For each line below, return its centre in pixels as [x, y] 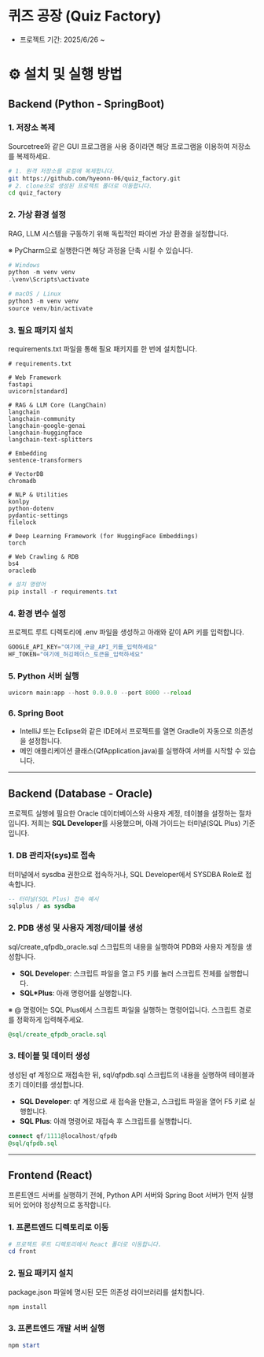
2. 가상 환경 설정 [37, 215]
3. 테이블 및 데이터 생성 [49, 1056]
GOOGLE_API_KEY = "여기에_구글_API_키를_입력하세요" [83, 647]
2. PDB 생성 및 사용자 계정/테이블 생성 [75, 928]
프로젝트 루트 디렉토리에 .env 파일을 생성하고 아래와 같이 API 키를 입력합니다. [126, 632]
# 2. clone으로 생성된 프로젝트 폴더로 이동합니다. [81, 186]
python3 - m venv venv [44, 301]
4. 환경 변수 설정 [37, 613]
